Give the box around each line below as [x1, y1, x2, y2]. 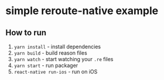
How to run [5, 28, 47, 38]
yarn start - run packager [13, 62, 78, 69]
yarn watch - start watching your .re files [13, 56, 114, 62]
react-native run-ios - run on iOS [13, 68, 98, 75]
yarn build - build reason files [13, 49, 87, 56]
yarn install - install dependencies [13, 43, 101, 50]
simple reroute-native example [5, 4, 159, 18]
